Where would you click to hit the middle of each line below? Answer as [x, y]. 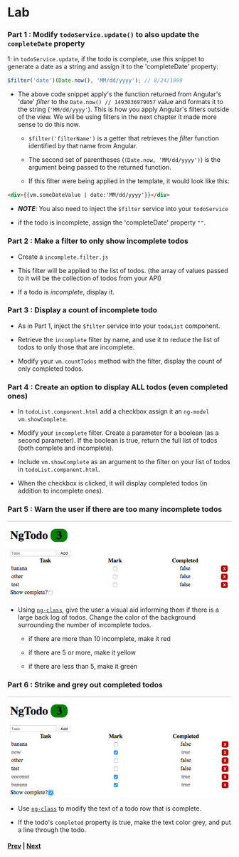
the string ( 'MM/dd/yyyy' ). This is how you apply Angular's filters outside [123, 109]
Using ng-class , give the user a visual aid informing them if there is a [118, 610]
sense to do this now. [49, 125]
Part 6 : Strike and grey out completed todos [85, 684]
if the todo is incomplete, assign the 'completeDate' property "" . [112, 222]
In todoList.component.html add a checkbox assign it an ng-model [113, 411]
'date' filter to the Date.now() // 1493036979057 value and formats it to [121, 102]
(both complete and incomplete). [65, 448]
